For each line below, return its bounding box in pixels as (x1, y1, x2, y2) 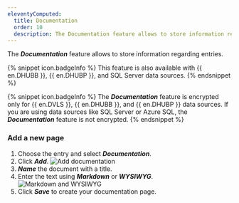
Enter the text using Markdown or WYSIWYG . (17, 172, 154, 180)
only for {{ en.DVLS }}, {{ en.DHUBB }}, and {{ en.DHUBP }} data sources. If (7, 100, 229, 109)
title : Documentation (14, 17, 78, 24)
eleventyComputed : (7, 10, 62, 18)
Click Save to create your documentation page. (17, 187, 156, 196)
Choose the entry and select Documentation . (17, 149, 152, 157)
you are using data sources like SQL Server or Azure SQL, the (7, 108, 188, 116)
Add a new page (7, 133, 65, 143)
